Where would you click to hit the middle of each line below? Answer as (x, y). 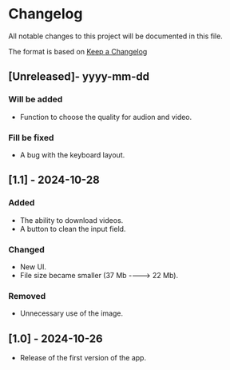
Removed (27, 296)
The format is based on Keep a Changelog (78, 51)
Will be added (36, 99)
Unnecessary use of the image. (71, 313)
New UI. (33, 267)
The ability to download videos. (71, 220)
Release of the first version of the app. (83, 358)
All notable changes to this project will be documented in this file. (116, 36)
